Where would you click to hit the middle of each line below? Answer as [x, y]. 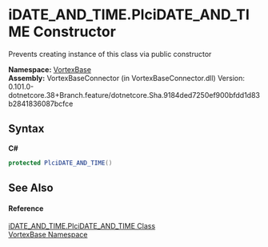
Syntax [26, 129]
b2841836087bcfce [41, 103]
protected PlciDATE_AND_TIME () [60, 163]
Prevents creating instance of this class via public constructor [110, 54]
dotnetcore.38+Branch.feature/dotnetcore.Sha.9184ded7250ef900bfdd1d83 [134, 95]
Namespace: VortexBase [50, 69]
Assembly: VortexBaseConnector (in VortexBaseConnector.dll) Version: [127, 78]
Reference [26, 208]
